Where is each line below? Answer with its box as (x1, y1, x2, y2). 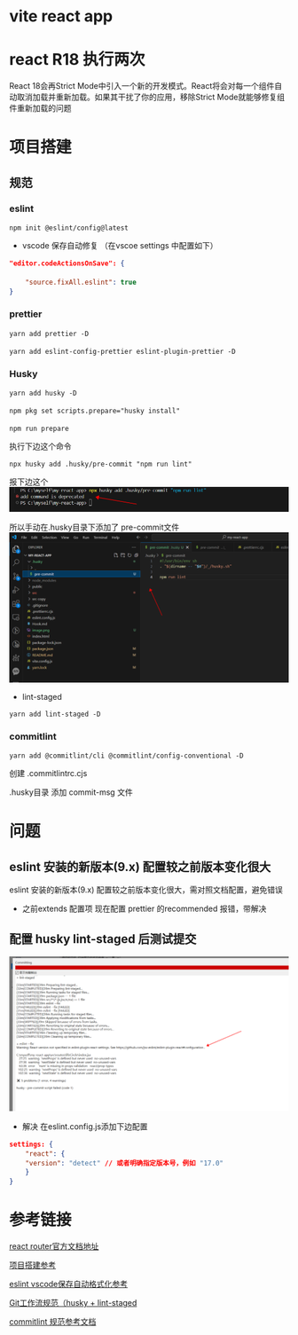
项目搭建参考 (9, 1260, 56, 1270)
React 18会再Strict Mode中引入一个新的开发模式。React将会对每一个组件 (9, 81, 275, 91)
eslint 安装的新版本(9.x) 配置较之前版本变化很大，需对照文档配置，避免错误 (9, 884, 284, 895)
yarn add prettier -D (9, 329, 90, 338)
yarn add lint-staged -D (9, 710, 101, 719)
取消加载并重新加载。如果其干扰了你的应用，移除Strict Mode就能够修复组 (16, 91, 286, 103)
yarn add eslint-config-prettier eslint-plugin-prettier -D (9, 347, 237, 356)
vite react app (9, 6, 114, 27)
